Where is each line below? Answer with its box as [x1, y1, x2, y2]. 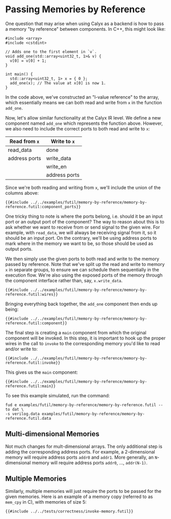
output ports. [5, 245, 33, 252]
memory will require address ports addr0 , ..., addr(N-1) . [32, 459, 148, 466]
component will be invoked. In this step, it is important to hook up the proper [5, 335, 166, 341]
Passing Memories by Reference [5, 4, 145, 15]
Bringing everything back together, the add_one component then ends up [5, 301, 158, 307]
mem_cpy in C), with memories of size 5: [5, 499, 87, 505]
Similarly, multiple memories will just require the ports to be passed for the [5, 488, 162, 494]
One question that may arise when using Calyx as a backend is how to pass [5, 20, 164, 27]
